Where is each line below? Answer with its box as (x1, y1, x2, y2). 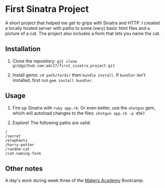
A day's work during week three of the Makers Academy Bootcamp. (5, 178, 144, 184)
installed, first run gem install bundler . (12, 77, 93, 83)
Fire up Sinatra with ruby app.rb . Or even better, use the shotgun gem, (12, 105, 156, 111)
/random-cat (5, 146, 30, 152)
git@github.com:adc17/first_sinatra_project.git (12, 63, 115, 68)
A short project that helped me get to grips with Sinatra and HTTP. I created (5, 20, 160, 26)
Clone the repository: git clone (12, 58, 77, 64)
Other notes (5, 164, 43, 173)
